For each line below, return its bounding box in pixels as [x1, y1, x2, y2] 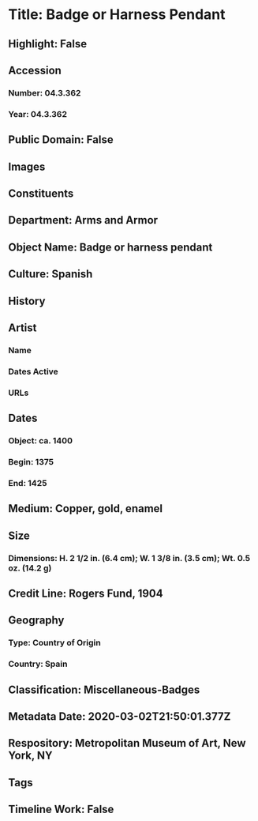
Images [8, 160, 46, 173]
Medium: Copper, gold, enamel [8, 502, 163, 515]
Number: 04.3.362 [8, 87, 81, 98]
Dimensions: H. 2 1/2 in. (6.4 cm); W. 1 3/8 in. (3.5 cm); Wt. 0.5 [8, 552, 251, 563]
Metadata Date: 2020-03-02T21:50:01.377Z [8, 710, 231, 723]
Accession [8, 63, 62, 77]
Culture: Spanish [8, 267, 93, 281]
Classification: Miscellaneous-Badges [8, 683, 200, 696]
